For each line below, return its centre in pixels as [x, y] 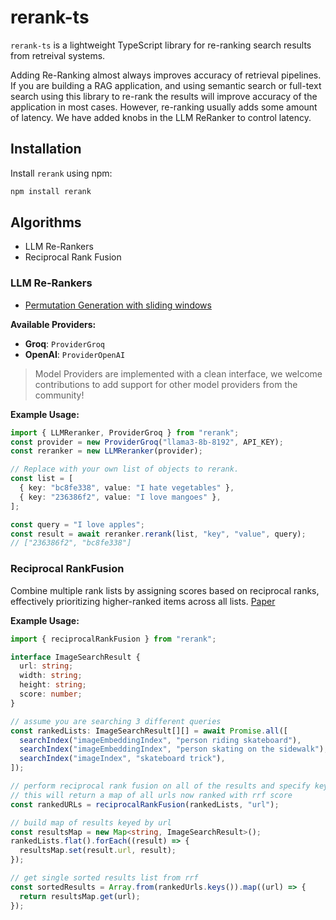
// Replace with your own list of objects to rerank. [125, 469]
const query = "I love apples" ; [77, 524]
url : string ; [46, 666]
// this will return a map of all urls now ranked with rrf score [151, 795]
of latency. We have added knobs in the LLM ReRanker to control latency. [161, 117]
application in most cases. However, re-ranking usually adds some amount [164, 107]
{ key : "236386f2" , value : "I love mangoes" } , [120, 497]
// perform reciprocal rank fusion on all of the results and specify [160, 786]
